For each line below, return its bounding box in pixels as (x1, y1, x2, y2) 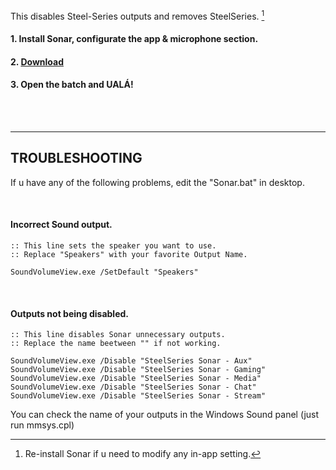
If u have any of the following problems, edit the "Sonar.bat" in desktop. (10, 176, 305, 188)
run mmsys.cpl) (10, 419, 75, 431)
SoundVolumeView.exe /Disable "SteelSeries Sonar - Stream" (10, 391, 267, 401)
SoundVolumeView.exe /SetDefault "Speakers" (10, 267, 199, 278)
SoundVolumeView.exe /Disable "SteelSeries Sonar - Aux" (10, 356, 253, 366)
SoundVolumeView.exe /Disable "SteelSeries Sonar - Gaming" (10, 365, 267, 375)
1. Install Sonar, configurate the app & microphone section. (10, 33, 259, 45)
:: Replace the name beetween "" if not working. (10, 339, 222, 349)
